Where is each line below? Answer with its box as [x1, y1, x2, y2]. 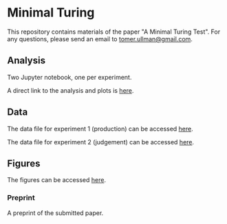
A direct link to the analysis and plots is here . [7, 86, 134, 94]
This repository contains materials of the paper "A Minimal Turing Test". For [7, 27, 221, 36]
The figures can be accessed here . [7, 176, 107, 184]
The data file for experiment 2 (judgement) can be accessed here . [7, 137, 195, 146]
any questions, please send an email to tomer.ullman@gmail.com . [7, 34, 193, 43]
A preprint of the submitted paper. [7, 208, 104, 217]
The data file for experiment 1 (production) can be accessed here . [7, 124, 194, 133]
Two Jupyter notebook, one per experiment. [7, 73, 132, 81]
